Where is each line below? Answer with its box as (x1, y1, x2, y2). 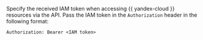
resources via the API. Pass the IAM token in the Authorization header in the (6, 11, 198, 19)
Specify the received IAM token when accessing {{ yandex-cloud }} (6, 5, 175, 12)
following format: (6, 18, 49, 24)
